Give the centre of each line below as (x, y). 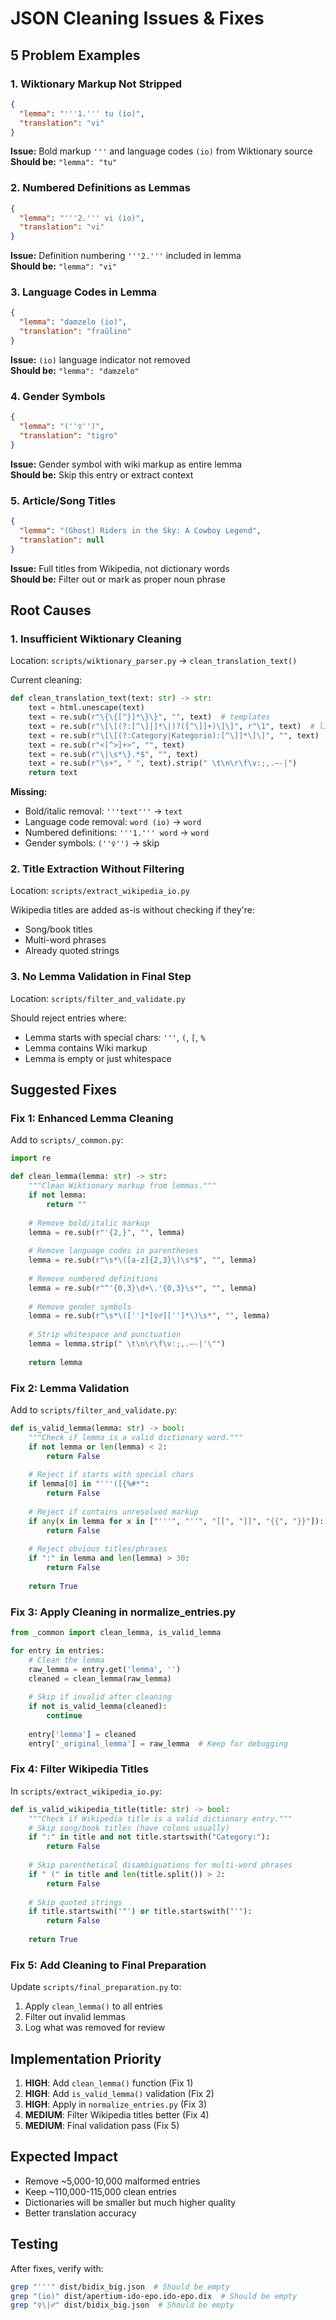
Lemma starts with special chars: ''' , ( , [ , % (115, 1037)
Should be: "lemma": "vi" (63, 266)
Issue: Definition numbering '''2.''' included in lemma (126, 256)
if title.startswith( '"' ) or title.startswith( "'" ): (140, 1912)
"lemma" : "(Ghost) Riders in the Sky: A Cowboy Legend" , (140, 530)
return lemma (55, 1362)
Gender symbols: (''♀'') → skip (92, 843)
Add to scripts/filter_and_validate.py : (94, 1409)
